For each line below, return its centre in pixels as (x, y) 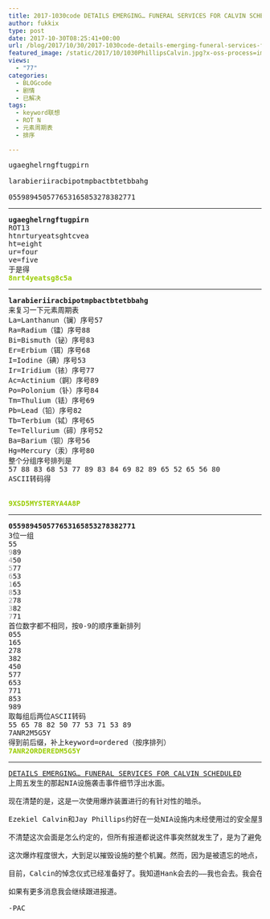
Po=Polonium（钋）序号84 (53, 390)
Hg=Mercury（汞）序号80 (51, 450)
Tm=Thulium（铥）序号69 (51, 400)
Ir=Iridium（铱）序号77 (51, 370)
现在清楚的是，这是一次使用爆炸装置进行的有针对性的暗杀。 (107, 801)
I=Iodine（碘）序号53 (47, 360)
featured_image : (35, 53)
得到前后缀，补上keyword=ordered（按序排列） (90, 742)
